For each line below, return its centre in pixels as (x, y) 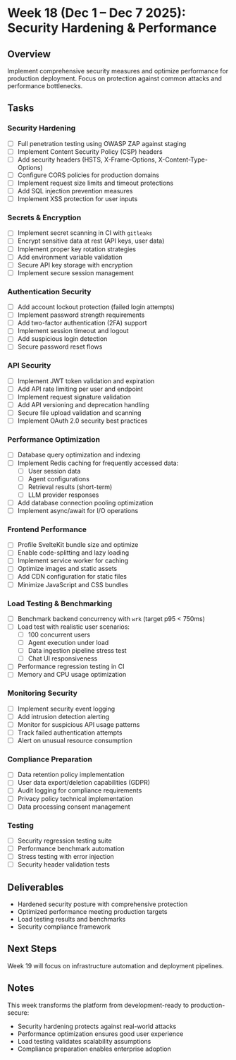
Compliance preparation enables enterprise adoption (94, 1049)
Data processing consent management (74, 807)
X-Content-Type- (183, 159)
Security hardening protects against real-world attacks (97, 1026)
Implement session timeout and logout (73, 331)
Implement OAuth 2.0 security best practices (82, 421)
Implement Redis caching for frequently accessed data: (98, 463)
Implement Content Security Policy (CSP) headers (90, 151)
